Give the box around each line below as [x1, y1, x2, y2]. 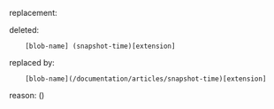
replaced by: [9, 58, 55, 67]
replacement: [9, 8, 57, 18]
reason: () [9, 90, 45, 100]
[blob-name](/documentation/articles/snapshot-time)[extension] [25, 74, 267, 83]
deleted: [9, 25, 40, 35]
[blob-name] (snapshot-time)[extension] [25, 42, 176, 51]
